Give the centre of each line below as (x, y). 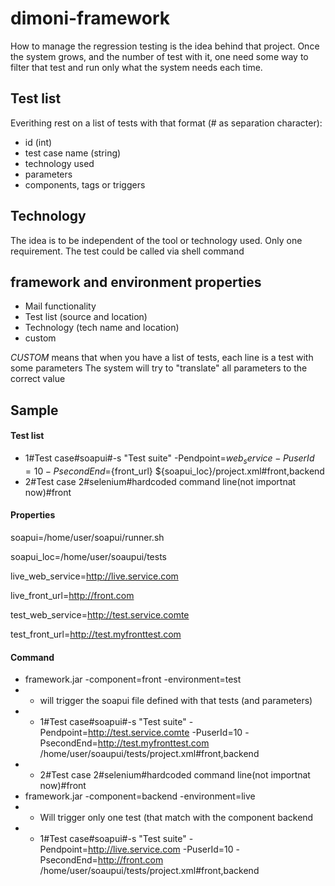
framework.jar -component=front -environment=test (133, 679)
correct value (38, 379)
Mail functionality (60, 306)
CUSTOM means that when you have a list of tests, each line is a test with (162, 358)
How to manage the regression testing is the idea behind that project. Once (165, 46)
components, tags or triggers (85, 184)
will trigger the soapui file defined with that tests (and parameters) (176, 701)
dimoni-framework (90, 18)
